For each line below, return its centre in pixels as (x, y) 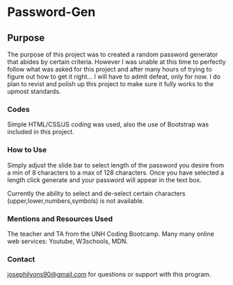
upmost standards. (34, 91)
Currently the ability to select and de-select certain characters (96, 193)
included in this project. (41, 132)
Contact (21, 259)
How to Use (27, 150)
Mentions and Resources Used (60, 218)
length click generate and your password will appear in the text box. (104, 180)
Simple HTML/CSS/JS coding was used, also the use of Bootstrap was (108, 124)
